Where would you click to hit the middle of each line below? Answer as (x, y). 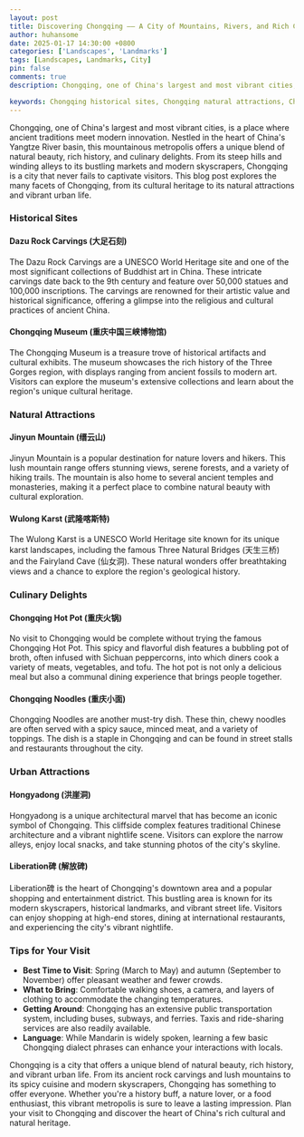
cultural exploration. (47, 496)
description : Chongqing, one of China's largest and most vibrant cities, (153, 85)
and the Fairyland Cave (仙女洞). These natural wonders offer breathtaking (148, 561)
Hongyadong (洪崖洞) (50, 795)
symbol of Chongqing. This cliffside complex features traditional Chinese (145, 825)
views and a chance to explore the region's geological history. (125, 571)
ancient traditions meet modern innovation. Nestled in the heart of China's (147, 137)
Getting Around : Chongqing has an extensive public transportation (147, 1009)
